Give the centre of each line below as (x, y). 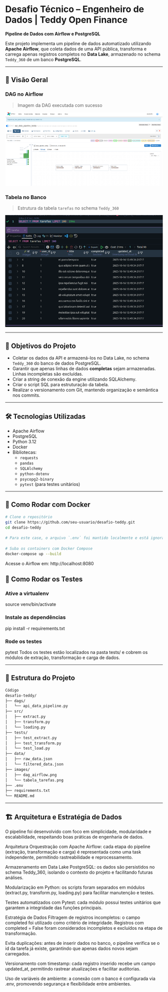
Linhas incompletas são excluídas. (48, 374)
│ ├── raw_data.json (29, 759)
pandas (27, 463)
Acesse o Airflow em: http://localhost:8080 (49, 563)
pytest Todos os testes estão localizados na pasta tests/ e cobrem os (76, 652)
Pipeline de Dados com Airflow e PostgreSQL (53, 34)
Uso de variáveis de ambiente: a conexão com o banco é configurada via (80, 978)
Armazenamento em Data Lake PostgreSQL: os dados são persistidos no (80, 867)
